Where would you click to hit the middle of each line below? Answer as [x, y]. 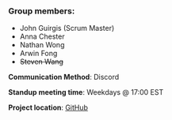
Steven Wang [41, 62]
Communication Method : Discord [64, 77]
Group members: [42, 11]
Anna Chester [42, 36]
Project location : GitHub [48, 107]
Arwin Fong [38, 54]
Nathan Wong [42, 45]
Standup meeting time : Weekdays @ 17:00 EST [86, 92]
